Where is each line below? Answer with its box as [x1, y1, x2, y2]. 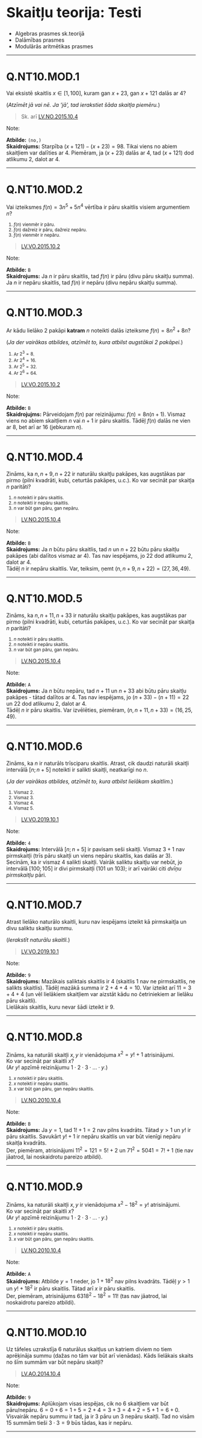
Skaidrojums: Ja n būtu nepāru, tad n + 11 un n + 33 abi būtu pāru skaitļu [6, 687, 187, 695]
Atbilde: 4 [6, 839, 31, 846]
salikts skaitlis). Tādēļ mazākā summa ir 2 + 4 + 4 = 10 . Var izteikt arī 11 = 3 [6, 984, 192, 991]
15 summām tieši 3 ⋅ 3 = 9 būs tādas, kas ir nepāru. [6, 1419, 133, 1426]
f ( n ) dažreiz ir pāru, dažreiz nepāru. [13, 226, 87, 233]
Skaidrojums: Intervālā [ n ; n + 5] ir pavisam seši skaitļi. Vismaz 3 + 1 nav [6, 845, 185, 852]
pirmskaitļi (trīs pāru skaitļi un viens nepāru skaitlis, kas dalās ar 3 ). [6, 852, 173, 859]
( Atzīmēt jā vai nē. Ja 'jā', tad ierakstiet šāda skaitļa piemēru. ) [6, 101, 161, 109]
